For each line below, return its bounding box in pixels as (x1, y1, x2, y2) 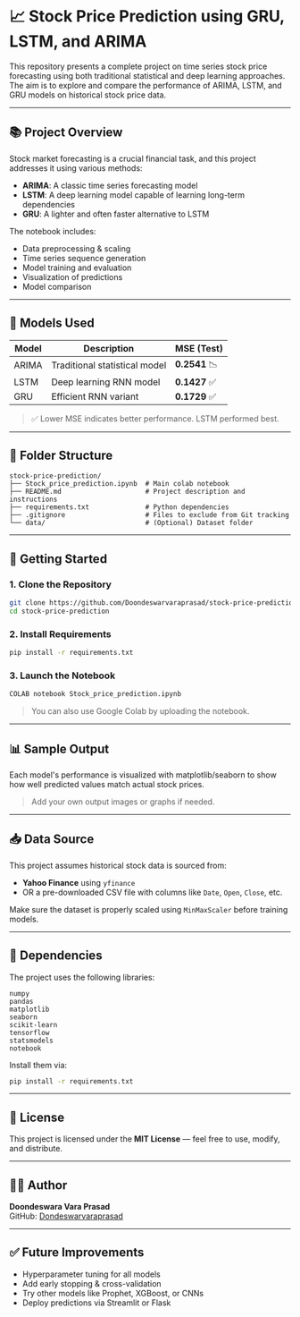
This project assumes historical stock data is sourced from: (9, 860, 227, 871)
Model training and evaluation (21, 262, 132, 273)
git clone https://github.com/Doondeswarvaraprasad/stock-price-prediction (9, 599, 297, 608)
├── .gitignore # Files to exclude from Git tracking (9, 511, 290, 520)
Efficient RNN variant (51, 390, 139, 403)
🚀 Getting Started (9, 551, 108, 566)
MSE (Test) (175, 342, 223, 354)
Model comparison (21, 281, 92, 292)
